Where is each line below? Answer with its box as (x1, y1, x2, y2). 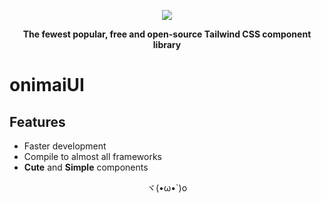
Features (9, 113, 66, 130)
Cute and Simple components (23, 161, 149, 173)
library (152, 39, 182, 50)
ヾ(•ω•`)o (146, 182, 188, 194)
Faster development (23, 140, 107, 152)
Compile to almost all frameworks (23, 151, 162, 162)
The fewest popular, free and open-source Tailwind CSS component (22, 28, 312, 40)
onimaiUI (9, 74, 85, 97)
